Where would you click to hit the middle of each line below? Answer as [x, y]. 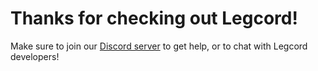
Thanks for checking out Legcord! [154, 18]
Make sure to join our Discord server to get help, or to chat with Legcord [159, 46]
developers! [35, 56]
